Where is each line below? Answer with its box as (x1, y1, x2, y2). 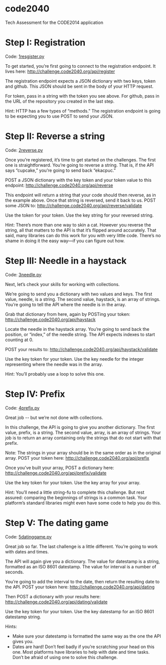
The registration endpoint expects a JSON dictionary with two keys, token (5, 78, 156, 84)
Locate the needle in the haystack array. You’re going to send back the (5, 326, 150, 332)
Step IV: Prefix (5, 388, 65, 399)
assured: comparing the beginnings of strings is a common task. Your (5, 494, 147, 501)
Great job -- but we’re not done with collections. (5, 414, 103, 420)
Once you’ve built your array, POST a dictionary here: (5, 464, 114, 471)
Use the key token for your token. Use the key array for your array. (5, 479, 141, 486)
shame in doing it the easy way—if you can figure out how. (5, 238, 125, 244)
